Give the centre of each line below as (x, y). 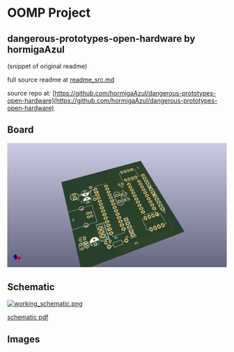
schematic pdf (28, 317)
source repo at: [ (31, 93)
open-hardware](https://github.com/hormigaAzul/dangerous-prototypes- (112, 100)
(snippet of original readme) (47, 66)
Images (24, 339)
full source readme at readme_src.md (61, 79)
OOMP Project (49, 13)
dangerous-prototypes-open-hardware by (101, 39)
